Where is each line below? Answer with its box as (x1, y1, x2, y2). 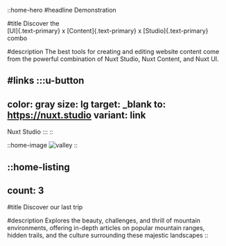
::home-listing (7, 161, 71, 173)
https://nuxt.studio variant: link (7, 109, 146, 121)
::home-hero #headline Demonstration (7, 6, 116, 14)
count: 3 (7, 184, 44, 196)
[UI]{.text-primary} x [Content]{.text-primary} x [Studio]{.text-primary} (7, 27, 209, 35)
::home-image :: (7, 141, 78, 150)
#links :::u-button (7, 75, 85, 87)
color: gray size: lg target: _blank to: (7, 98, 166, 110)
